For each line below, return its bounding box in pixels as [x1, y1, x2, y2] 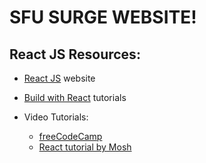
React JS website [23, 72, 96, 84]
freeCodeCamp [38, 131, 103, 142]
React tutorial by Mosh [38, 141, 132, 153]
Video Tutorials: [23, 111, 89, 123]
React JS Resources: [9, 46, 141, 63]
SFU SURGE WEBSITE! [9, 6, 197, 29]
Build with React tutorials [23, 92, 127, 103]
